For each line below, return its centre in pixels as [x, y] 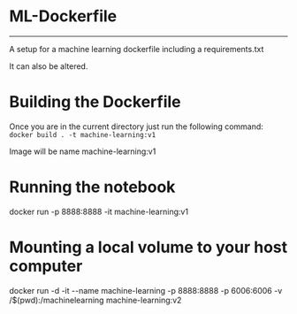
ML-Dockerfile [63, 16]
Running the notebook [92, 187]
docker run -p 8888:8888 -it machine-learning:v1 [99, 211]
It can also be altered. [49, 66]
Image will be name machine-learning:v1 [83, 151]
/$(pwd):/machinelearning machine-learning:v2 [95, 300]
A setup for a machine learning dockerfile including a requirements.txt [137, 49]
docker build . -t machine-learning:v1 [83, 134]
